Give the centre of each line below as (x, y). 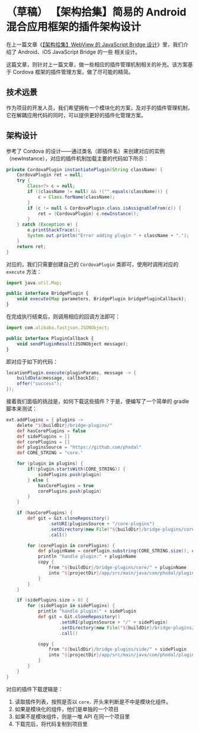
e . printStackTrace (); (54, 230)
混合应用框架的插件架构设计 (74, 27)
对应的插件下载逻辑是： (35, 689)
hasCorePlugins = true (66, 486)
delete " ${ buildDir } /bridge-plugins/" (65, 425)
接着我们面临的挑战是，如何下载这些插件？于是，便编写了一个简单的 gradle (98, 401)
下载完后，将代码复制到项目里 (51, 724)
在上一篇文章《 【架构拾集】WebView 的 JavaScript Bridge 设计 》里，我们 (95, 44)
